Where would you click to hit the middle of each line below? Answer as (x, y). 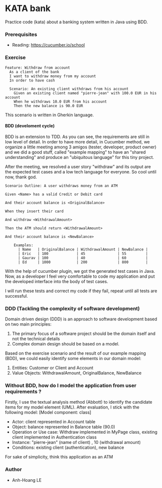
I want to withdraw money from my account (53, 76)
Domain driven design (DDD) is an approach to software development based (81, 319)
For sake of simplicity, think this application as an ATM (59, 457)
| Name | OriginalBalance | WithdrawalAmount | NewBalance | (83, 249)
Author (14, 470)
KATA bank (28, 8)
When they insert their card (34, 211)
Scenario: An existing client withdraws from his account (69, 89)
